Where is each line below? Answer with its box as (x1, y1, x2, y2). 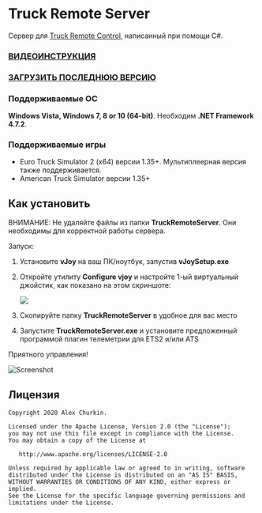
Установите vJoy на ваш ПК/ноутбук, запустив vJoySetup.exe (19, 257, 230, 266)
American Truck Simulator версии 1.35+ (19, 174, 151, 183)
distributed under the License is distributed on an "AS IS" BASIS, (8, 471, 238, 479)
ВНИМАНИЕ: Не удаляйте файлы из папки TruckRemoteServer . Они (8, 218, 237, 228)
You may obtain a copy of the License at (8, 436, 147, 444)
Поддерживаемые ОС (8, 92, 99, 104)
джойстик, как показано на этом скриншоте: (19, 281, 171, 290)
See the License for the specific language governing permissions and (8, 492, 245, 500)
